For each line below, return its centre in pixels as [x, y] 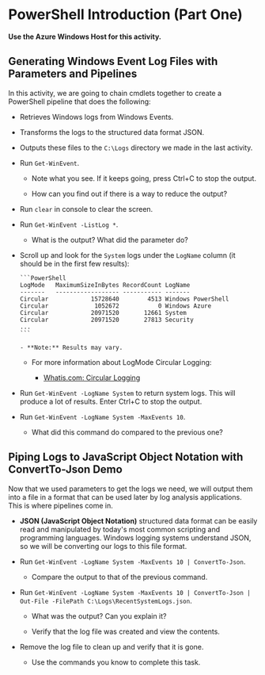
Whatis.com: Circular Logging [92, 378]
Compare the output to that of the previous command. [119, 577]
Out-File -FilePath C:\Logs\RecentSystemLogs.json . [106, 600]
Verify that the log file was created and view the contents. [125, 631]
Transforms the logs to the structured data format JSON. [112, 132]
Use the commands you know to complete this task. [116, 662]
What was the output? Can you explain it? [99, 616]
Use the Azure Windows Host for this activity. [85, 36]
